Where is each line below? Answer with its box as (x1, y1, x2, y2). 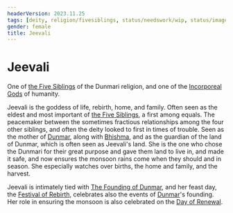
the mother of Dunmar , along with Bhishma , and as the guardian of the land (7, 133, 222, 141)
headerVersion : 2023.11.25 (7, 10, 85, 17)
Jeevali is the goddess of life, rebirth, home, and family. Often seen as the (7, 103, 218, 112)
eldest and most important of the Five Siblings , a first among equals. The (7, 110, 215, 119)
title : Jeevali (7, 29, 51, 37)
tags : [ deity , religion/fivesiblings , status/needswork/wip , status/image (7, 17, 228, 24)
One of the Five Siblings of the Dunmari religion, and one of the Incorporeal (7, 83, 222, 91)
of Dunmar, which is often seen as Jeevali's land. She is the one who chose (7, 140, 223, 148)
